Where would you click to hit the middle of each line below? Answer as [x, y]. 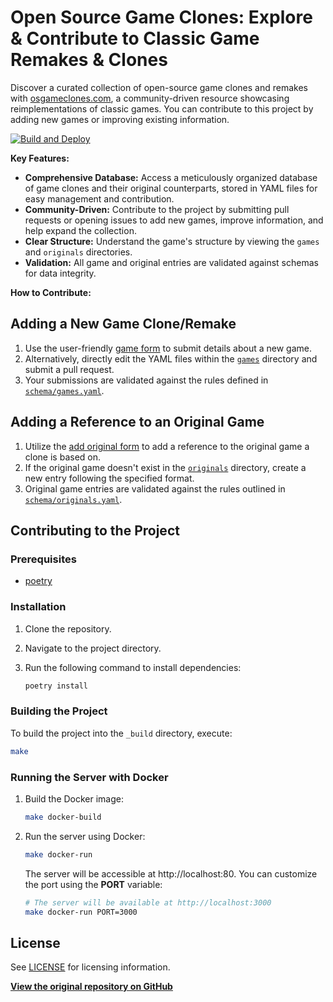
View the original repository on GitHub [91, 987]
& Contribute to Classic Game [135, 38]
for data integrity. [60, 273]
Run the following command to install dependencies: [133, 667]
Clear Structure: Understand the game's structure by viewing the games [172, 241]
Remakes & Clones [89, 60]
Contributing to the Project [95, 530]
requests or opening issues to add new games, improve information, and [174, 220]
